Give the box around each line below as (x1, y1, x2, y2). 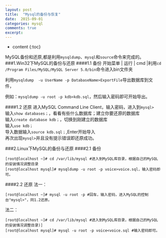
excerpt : (5, 30, 23, 35)
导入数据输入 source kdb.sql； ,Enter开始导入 (5, 129, 96, 135)
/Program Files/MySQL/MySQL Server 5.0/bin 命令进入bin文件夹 (5, 66, 133, 72)
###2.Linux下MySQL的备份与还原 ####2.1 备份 (5, 145, 102, 151)
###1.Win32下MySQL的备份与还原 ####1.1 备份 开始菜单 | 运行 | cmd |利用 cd (5, 60, 162, 66)
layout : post (5, 7, 32, 12)
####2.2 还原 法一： (5, 182, 47, 187)
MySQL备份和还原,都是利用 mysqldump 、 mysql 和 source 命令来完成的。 (5, 54, 144, 60)
